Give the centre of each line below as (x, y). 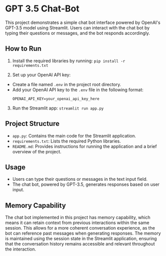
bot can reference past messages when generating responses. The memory (83, 233)
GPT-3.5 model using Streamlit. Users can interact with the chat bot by (78, 27)
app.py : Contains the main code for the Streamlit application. (74, 135)
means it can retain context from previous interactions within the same (77, 223)
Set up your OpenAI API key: (41, 75)
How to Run (23, 49)
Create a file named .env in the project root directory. (67, 84)
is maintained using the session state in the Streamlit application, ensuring (81, 239)
